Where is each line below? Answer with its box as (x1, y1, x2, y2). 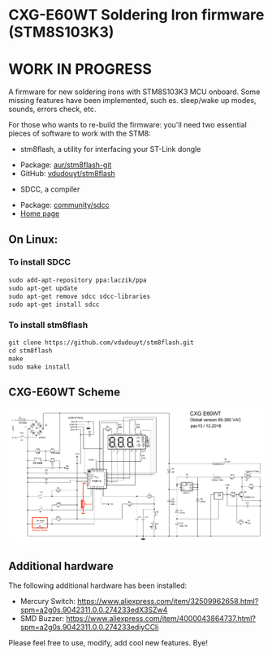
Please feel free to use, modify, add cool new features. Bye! (8, 638, 209, 648)
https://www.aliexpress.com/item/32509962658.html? (76, 597, 259, 606)
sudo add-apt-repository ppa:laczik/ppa (8, 276, 148, 284)
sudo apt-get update (8, 284, 79, 292)
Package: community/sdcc (19, 201, 110, 210)
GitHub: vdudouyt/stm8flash (19, 169, 115, 179)
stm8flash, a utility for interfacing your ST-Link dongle (19, 145, 201, 154)
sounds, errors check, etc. (8, 104, 97, 114)
